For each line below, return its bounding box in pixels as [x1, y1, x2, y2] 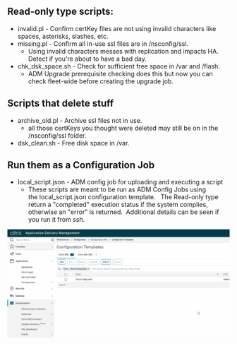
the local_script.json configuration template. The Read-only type [28, 193, 219, 201]
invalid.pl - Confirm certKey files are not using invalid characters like [17, 24, 217, 32]
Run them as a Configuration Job [7, 159, 155, 172]
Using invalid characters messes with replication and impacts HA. [28, 47, 219, 55]
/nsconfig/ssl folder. [28, 131, 87, 140]
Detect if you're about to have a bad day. [28, 54, 147, 63]
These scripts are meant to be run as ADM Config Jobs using [28, 185, 207, 194]
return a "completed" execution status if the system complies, [28, 201, 208, 209]
